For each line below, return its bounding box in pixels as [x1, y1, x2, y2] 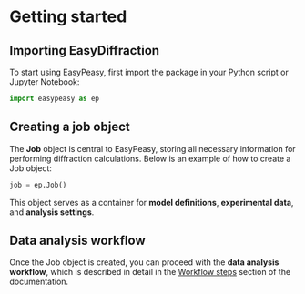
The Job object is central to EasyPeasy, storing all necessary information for [9, 143, 296, 154]
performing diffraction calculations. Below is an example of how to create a [9, 153, 291, 164]
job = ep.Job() [9, 180, 67, 189]
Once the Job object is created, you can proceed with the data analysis [9, 257, 280, 268]
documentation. [9, 276, 69, 288]
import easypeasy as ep [9, 94, 100, 103]
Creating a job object [9, 119, 130, 135]
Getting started [9, 6, 127, 27]
